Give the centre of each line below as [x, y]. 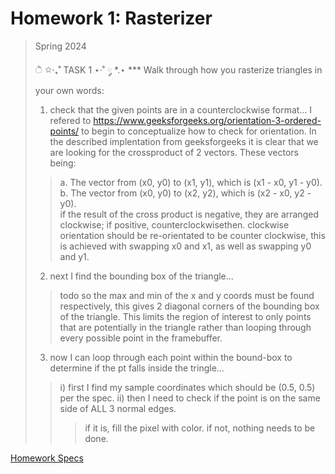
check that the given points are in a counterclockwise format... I [181, 109]
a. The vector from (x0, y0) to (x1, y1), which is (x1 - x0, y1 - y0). [191, 182]
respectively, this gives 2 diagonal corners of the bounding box [189, 306]
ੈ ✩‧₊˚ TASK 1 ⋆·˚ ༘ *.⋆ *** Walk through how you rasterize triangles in [178, 69]
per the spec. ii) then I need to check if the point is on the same [190, 398]
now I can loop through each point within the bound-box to [171, 357]
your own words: [69, 90]
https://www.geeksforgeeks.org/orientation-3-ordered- [207, 120]
